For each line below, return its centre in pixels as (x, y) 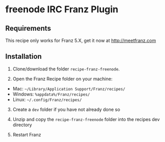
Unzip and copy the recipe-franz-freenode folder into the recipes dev (86, 119)
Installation (23, 56)
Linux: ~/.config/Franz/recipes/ (47, 99)
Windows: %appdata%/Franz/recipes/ (51, 94)
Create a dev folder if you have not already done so (66, 109)
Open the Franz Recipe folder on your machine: (63, 79)
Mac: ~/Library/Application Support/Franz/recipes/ (69, 88)
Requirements (28, 28)
